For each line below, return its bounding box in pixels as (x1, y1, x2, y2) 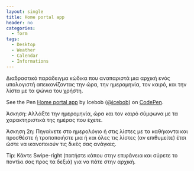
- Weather (11, 47, 35, 53)
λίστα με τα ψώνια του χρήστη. (6, 87, 83, 94)
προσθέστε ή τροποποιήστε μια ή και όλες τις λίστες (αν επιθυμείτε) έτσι (6, 134, 186, 141)
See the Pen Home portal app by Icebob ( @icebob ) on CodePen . (6, 98, 164, 105)
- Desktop (11, 42, 35, 48)
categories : (6, 25, 35, 31)
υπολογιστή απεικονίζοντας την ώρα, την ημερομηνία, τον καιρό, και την (6, 80, 187, 88)
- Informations (11, 58, 49, 64)
